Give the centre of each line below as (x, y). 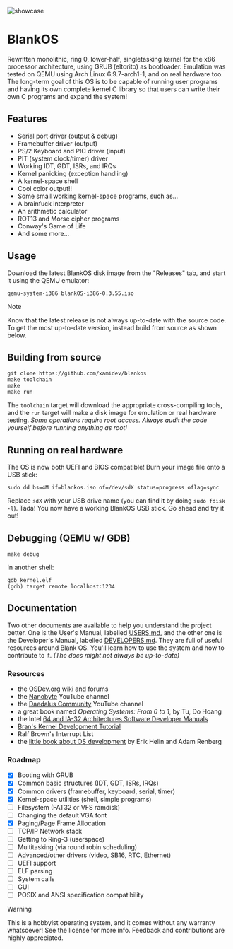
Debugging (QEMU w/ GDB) (69, 538)
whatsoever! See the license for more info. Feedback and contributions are (116, 931)
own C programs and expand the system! (67, 96)
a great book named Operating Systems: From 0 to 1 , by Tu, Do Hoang (120, 711)
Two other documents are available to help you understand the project (109, 625)
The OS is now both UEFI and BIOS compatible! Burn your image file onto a (116, 467)
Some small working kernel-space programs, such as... (98, 196)
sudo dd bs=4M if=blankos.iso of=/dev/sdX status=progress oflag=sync (113, 488)
